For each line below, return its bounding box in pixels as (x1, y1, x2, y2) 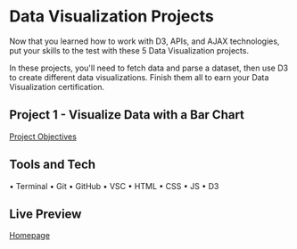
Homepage (9, 230, 51, 241)
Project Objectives (9, 131, 78, 142)
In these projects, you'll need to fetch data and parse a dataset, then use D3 (9, 62, 288, 73)
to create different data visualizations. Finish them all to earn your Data (9, 71, 269, 82)
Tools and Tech (9, 157, 96, 172)
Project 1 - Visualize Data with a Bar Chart (9, 107, 245, 122)
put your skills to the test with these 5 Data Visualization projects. (9, 45, 250, 55)
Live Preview (9, 206, 82, 221)
